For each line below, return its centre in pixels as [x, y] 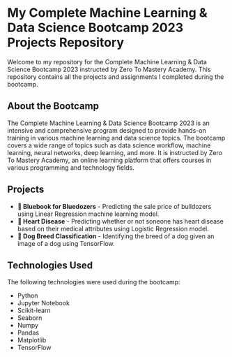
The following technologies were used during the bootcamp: [94, 282]
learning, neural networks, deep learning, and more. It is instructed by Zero [115, 152]
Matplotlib [32, 340]
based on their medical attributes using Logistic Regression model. [113, 228]
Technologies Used [50, 265]
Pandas [28, 333]
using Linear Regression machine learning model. [88, 214]
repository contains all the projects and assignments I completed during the [116, 76]
